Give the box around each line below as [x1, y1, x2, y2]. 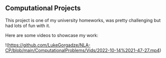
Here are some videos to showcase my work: [5, 32, 99, 38]
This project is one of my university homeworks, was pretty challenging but [5, 17, 161, 23]
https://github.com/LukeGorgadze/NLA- [8, 42, 91, 48]
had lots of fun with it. [5, 22, 51, 28]
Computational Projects [5, 4, 81, 12]
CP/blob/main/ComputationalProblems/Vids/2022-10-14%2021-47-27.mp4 [5, 47, 160, 53]
